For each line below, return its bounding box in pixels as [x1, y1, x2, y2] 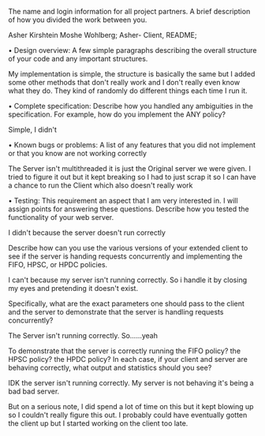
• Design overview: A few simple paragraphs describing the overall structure [8, 46, 257, 54]
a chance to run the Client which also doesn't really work [8, 181, 193, 190]
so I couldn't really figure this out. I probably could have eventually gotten [8, 410, 248, 419]
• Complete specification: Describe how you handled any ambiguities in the [8, 102, 254, 110]
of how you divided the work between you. [8, 15, 147, 24]
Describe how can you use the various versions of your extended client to [8, 244, 248, 252]
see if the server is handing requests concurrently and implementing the [8, 252, 243, 261]
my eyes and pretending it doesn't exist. [8, 284, 139, 293]
